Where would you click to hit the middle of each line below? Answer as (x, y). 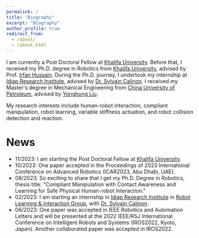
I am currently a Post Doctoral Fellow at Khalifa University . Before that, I (94, 62)
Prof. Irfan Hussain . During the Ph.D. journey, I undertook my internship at (97, 75)
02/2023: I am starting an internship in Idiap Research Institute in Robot (102, 197)
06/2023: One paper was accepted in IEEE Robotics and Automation (99, 209)
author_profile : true (33, 28)
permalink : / (22, 12)
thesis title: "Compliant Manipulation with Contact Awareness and (95, 184)
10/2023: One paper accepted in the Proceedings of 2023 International (102, 165)
